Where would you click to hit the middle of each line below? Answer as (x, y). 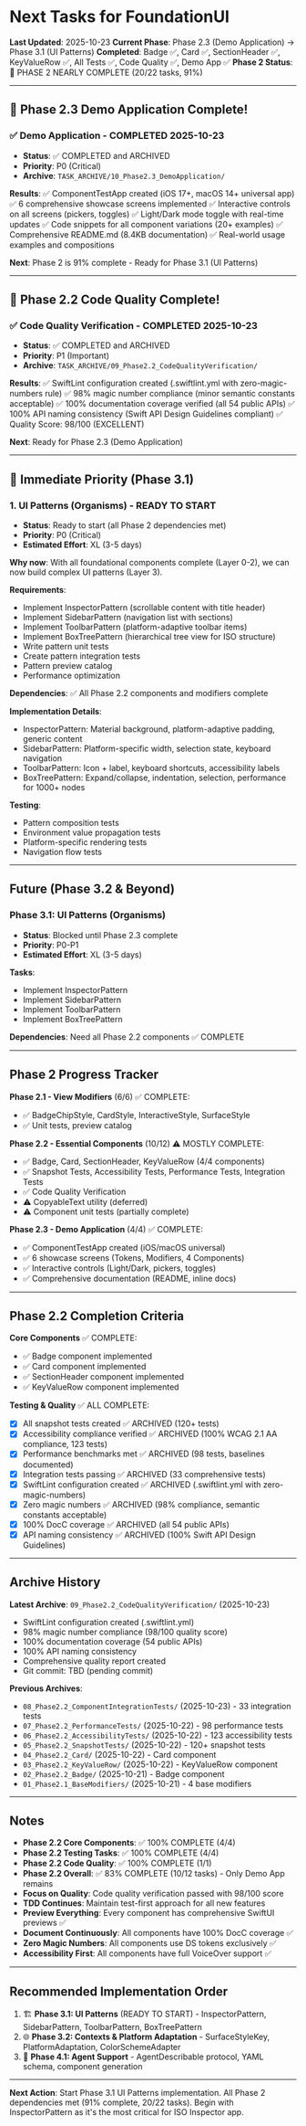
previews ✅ (44, 1923)
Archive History (55, 1582)
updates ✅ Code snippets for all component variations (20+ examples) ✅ (147, 224)
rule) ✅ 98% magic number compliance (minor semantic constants (170, 394)
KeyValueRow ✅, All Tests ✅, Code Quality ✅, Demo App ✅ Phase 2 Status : (151, 62)
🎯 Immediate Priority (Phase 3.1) (102, 479)
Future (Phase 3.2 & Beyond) (92, 889)
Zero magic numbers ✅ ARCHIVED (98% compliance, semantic (141, 1504)
